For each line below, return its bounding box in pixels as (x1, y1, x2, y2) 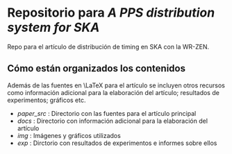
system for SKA (7, 19, 100, 35)
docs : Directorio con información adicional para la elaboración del (17, 117, 208, 125)
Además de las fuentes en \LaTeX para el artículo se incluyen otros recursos (7, 81, 226, 89)
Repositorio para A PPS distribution (7, 5, 215, 21)
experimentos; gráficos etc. (7, 96, 86, 104)
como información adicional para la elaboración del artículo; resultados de (7, 88, 220, 96)
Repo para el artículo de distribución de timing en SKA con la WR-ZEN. (7, 42, 210, 51)
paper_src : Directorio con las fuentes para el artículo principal (17, 109, 197, 117)
